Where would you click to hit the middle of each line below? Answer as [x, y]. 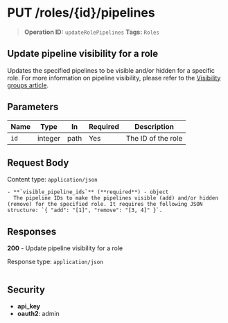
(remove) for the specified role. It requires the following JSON [105, 204]
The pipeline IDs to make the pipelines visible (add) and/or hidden [116, 198]
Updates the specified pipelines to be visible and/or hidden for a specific [111, 70]
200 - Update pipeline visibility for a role [65, 248]
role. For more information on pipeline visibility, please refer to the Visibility [114, 78]
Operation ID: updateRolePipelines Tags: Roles [92, 32]
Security [26, 289]
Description [155, 126]
